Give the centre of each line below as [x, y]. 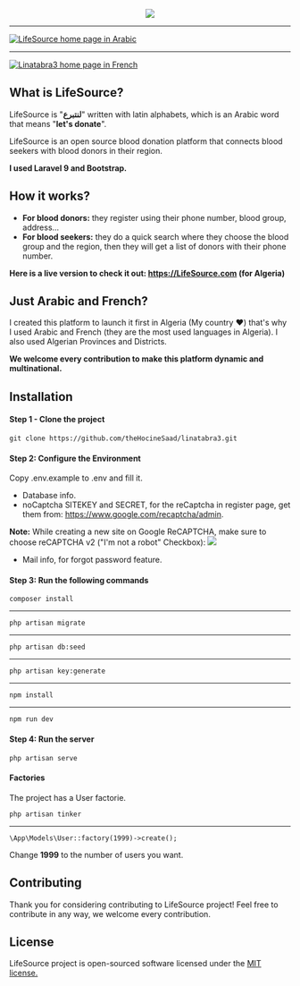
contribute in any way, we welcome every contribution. [110, 914]
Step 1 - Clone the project [57, 420]
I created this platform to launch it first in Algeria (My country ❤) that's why [148, 323]
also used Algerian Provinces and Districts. [88, 342]
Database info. [49, 496]
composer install [42, 599]
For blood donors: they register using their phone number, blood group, [154, 217]
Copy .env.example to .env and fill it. [76, 478]
